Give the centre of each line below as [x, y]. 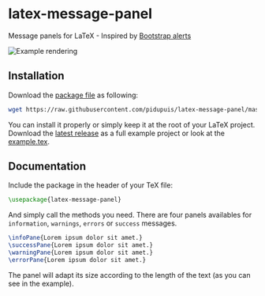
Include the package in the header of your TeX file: [91, 185]
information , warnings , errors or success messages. [93, 223]
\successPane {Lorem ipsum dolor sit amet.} [81, 245]
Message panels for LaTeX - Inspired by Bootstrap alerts [100, 36]
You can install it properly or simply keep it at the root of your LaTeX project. [132, 124]
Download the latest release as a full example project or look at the [116, 133]
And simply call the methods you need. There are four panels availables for [130, 215]
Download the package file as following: [73, 95]
